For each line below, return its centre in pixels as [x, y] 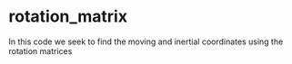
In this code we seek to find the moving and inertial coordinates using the [146, 41]
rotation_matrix [68, 17]
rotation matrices [40, 50]
